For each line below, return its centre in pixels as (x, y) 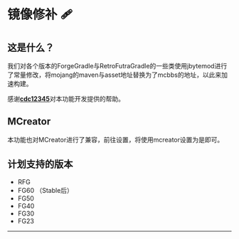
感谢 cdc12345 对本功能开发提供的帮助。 (66, 99)
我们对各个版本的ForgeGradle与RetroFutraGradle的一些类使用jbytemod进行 (117, 66)
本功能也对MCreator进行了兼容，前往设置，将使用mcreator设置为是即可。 (116, 139)
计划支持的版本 (40, 164)
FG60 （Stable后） (45, 190)
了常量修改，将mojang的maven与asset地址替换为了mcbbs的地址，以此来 (115, 75)
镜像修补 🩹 (40, 15)
